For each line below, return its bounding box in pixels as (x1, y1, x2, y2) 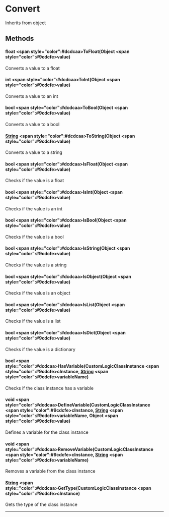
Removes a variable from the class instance (5, 468, 96, 474)
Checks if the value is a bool (5, 234, 64, 240)
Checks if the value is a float (5, 178, 64, 184)
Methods (5, 34, 34, 43)
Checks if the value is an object (5, 290, 70, 296)
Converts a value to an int (5, 93, 59, 99)
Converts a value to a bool (5, 121, 60, 127)
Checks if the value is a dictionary (5, 346, 75, 352)
